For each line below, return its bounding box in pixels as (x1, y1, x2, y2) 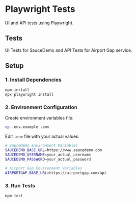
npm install (5, 87, 29, 92)
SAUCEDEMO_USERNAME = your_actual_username (5, 152, 91, 158)
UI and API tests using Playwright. (5, 20, 74, 26)
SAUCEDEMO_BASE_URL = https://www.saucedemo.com (5, 148, 102, 153)
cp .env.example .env (5, 124, 50, 129)
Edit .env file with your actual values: (5, 133, 80, 139)
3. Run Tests (5, 182, 35, 189)
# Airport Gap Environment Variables (5, 165, 82, 171)
